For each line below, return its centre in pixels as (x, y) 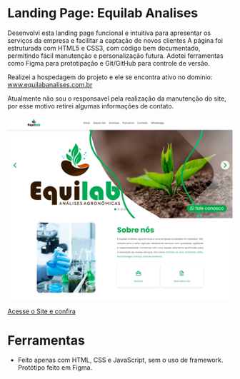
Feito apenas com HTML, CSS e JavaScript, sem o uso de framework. (120, 360)
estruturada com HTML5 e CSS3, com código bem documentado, (104, 48)
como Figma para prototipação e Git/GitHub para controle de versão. (109, 63)
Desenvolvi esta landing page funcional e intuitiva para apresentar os (109, 33)
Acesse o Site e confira (42, 311)
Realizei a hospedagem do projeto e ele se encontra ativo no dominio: (110, 77)
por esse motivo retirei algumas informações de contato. (91, 106)
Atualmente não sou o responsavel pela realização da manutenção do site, (117, 98)
